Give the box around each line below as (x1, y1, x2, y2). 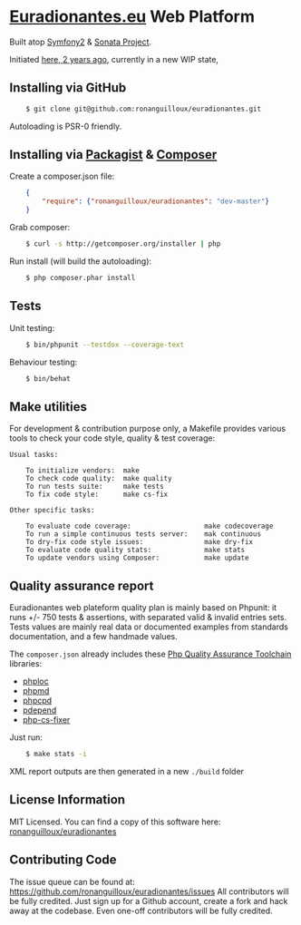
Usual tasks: (9, 451, 59, 460)
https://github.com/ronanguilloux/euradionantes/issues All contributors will (9, 886, 289, 897)
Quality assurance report (9, 578, 154, 593)
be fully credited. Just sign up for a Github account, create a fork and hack (9, 895, 288, 906)
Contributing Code (9, 852, 117, 868)
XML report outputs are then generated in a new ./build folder (9, 765, 245, 776)
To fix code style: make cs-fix (25, 490, 169, 500)
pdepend (22, 705, 57, 716)
